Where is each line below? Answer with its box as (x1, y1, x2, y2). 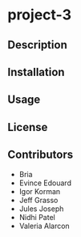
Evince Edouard (18, 178, 71, 188)
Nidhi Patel (18, 212, 55, 222)
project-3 (7, 6, 72, 24)
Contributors (7, 148, 74, 162)
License (7, 120, 48, 134)
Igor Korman (18, 186, 61, 196)
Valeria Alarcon (18, 221, 70, 231)
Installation (7, 65, 65, 78)
